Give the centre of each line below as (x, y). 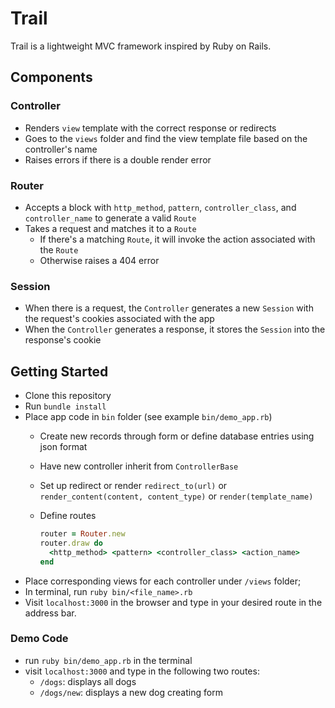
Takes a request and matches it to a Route (110, 228)
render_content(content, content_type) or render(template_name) (176, 496)
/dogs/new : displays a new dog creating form (131, 692)
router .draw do (71, 543)
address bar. (50, 613)
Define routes (68, 516)
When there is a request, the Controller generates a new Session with (169, 308)
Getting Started (59, 371)
